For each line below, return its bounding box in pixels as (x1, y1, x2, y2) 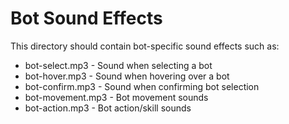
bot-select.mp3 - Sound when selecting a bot (24, 59, 213, 71)
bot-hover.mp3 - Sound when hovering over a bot (24, 70, 230, 82)
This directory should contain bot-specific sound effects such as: (10, 40, 280, 52)
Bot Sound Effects (10, 7, 163, 30)
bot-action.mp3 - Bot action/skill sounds (24, 102, 192, 114)
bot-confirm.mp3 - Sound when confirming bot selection (24, 80, 260, 92)
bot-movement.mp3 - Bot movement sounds (24, 91, 209, 103)
